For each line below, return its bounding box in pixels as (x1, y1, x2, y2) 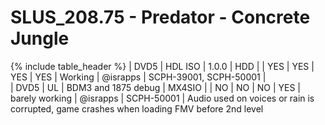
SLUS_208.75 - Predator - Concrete (10, 6, 311, 29)
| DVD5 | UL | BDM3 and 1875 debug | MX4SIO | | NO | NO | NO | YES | (10, 81, 302, 93)
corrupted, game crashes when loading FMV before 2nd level (10, 102, 264, 115)
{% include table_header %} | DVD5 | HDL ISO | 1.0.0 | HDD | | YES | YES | (10, 60, 315, 72)
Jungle (10, 27, 70, 50)
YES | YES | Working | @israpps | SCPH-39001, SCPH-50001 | (10, 71, 267, 83)
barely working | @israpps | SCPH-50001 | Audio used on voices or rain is (10, 92, 315, 104)
